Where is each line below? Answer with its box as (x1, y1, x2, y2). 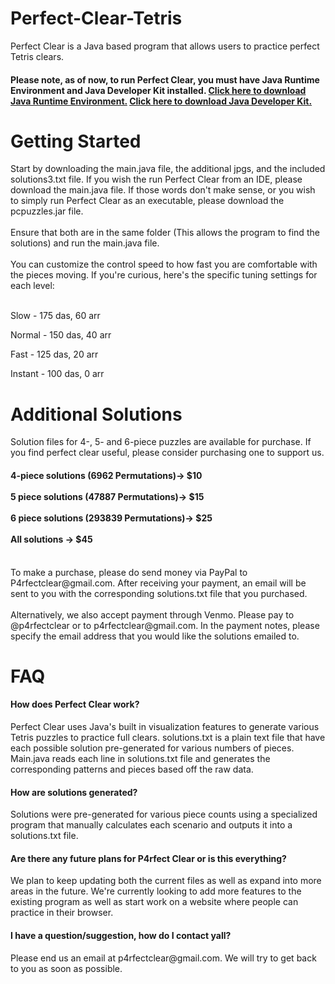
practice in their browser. (10, 907, 114, 919)
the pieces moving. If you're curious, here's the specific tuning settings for (10, 269, 318, 281)
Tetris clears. (10, 50, 65, 62)
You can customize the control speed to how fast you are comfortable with (10, 258, 318, 271)
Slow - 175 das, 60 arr (10, 310, 101, 322)
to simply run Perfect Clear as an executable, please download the (10, 195, 285, 207)
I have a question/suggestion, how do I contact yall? (10, 930, 232, 941)
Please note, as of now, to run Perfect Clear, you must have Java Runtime (10, 73, 320, 86)
